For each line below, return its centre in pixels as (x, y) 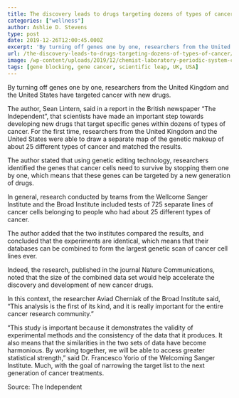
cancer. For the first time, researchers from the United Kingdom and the (112, 131)
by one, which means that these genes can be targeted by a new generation (119, 175)
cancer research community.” (51, 313)
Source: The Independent (45, 387)
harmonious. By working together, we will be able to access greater (106, 350)
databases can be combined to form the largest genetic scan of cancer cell (118, 248)
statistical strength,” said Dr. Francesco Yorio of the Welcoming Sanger (111, 357)
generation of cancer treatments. (56, 373)
